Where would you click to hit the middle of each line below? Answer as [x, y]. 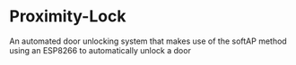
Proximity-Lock [68, 16]
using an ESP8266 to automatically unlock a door [100, 50]
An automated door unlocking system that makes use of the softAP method [148, 41]
